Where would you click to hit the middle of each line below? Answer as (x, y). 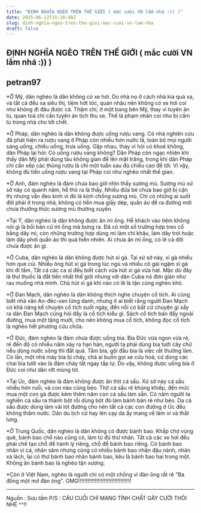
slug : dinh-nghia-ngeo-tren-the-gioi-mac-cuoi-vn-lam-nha (80, 23)
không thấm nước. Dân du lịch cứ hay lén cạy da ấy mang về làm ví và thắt (98, 413)
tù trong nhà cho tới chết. (37, 122)
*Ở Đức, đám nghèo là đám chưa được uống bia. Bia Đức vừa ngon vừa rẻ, (98, 338)
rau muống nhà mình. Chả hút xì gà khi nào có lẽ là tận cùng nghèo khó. (95, 283)
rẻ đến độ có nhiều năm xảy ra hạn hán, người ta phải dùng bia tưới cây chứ (99, 344)
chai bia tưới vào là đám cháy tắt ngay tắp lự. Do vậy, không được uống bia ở (100, 363)
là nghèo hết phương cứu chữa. (45, 326)
